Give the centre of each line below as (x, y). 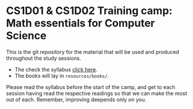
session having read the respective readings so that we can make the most (97, 93)
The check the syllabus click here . (56, 69)
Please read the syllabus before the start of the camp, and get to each (91, 87)
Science (26, 36)
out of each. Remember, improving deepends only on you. (76, 99)
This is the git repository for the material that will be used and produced (93, 52)
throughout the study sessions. (44, 58)
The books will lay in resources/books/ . (62, 76)
